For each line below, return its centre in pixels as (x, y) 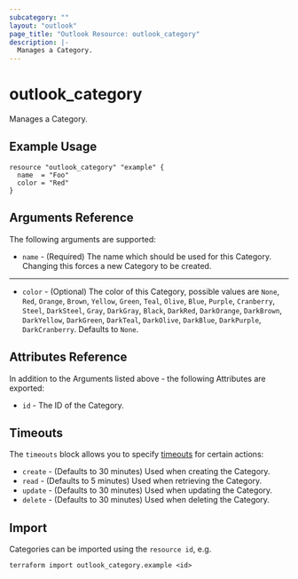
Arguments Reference (72, 218)
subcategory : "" (39, 17)
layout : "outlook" (43, 26)
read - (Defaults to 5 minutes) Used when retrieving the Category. (142, 481)
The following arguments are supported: (83, 239)
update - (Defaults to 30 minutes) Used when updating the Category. (147, 490)
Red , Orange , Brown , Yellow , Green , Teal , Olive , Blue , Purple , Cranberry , (149, 301)
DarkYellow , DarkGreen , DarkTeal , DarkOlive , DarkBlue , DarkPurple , (141, 320)
